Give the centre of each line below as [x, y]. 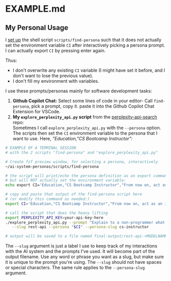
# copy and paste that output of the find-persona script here [74, 194]
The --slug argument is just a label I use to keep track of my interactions [81, 246]
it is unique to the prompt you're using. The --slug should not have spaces [83, 262]
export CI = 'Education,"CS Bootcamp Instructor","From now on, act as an [84, 204]
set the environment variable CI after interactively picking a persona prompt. [85, 45]
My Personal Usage [37, 28]
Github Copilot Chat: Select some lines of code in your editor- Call [82, 101]
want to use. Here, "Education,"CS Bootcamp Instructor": [73, 138]
